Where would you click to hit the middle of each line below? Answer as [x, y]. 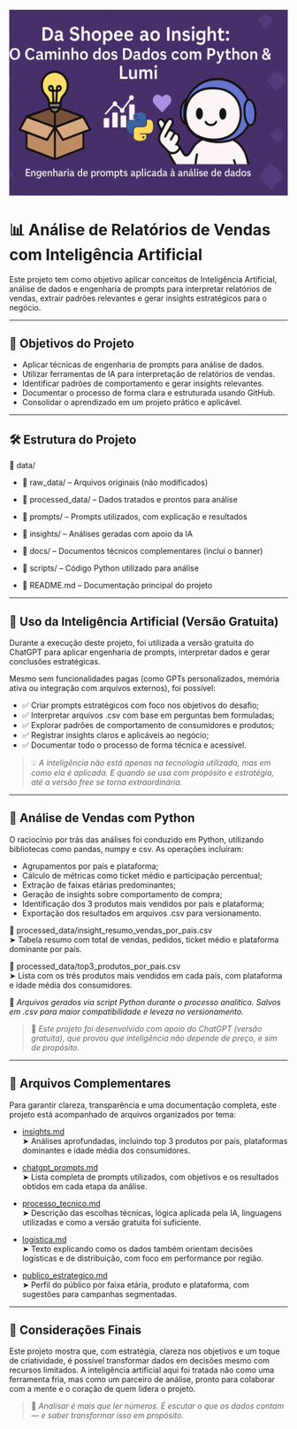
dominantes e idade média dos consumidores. [106, 1150]
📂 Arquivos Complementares [90, 1083]
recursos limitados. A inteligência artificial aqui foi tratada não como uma [142, 1370]
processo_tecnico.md [61, 1203]
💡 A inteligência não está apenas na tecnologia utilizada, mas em [151, 763]
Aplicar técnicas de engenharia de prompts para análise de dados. [143, 365]
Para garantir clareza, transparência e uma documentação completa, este [143, 1105]
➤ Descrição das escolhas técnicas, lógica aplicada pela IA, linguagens [152, 1212]
